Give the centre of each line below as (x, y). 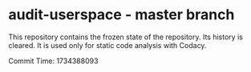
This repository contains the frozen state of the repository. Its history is (125, 37)
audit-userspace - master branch (121, 15)
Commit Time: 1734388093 (53, 61)
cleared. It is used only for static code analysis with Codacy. (107, 45)
